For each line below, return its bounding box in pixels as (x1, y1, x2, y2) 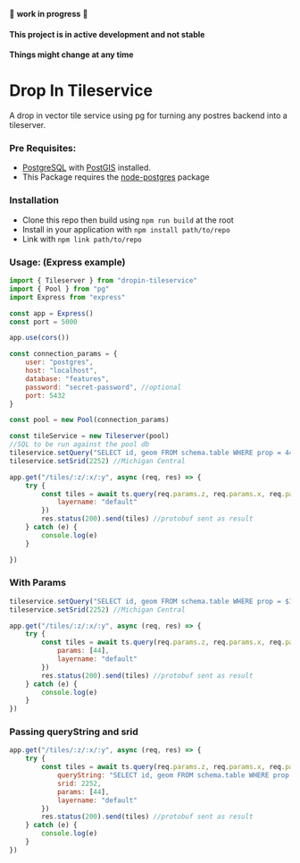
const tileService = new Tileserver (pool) (9, 432, 170, 441)
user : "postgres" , (25, 358, 94, 367)
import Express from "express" (9, 292, 126, 301)
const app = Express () (9, 309, 94, 317)
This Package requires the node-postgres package (21, 172, 210, 182)
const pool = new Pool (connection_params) (9, 416, 170, 425)
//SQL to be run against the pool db (9, 440, 150, 449)
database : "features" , (25, 374, 110, 384)
